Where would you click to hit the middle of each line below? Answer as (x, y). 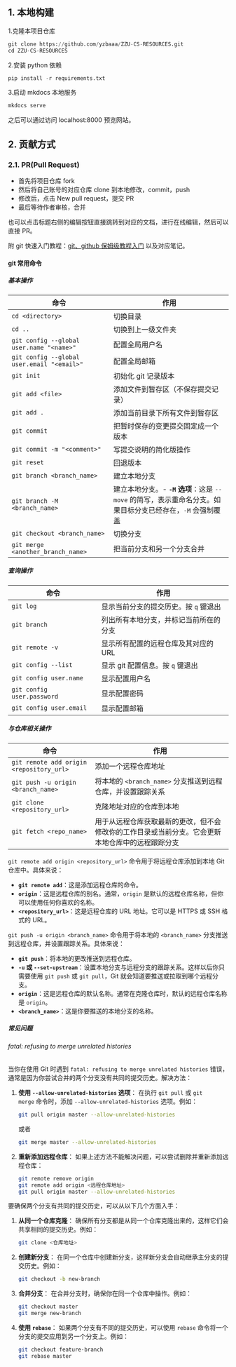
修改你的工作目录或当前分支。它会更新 (158, 832)
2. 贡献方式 (32, 144)
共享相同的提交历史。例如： (58, 1230)
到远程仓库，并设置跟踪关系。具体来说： (66, 943)
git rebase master (45, 1356)
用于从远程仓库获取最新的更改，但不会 (158, 821)
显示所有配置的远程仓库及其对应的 (158, 643)
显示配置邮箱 (123, 708)
